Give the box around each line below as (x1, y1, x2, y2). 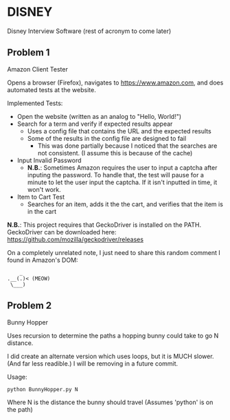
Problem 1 (7, 47, 50, 58)
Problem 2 (7, 300, 52, 311)
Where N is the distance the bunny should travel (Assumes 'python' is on (7, 398, 214, 406)
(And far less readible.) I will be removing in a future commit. (7, 359, 179, 368)
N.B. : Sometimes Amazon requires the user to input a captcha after (27, 163, 218, 172)
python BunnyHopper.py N (7, 386, 78, 393)
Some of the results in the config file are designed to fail (27, 134, 187, 142)
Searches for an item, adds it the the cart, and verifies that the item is (27, 200, 223, 208)
